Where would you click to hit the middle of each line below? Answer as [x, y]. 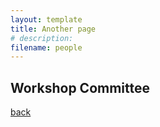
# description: [42, 38]
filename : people [46, 47]
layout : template [46, 19]
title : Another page [53, 29]
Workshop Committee [80, 87]
